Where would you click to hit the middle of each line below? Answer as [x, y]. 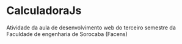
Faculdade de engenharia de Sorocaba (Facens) [67, 34]
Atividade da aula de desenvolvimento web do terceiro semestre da [91, 28]
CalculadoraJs [44, 11]
